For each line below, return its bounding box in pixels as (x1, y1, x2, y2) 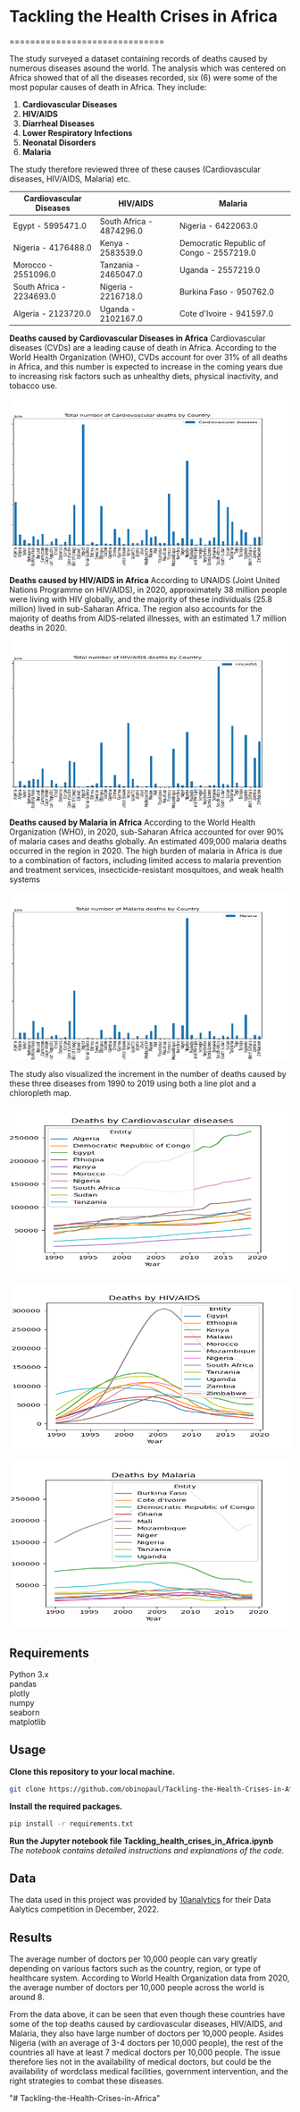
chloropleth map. (9, 1088, 72, 1098)
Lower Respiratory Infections (21, 127, 133, 138)
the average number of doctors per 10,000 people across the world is (9, 1982, 265, 1993)
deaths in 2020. (9, 623, 67, 633)
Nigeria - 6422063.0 (179, 221, 259, 232)
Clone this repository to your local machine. (9, 1766, 176, 1777)
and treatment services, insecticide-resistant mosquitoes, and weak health (9, 865, 284, 876)
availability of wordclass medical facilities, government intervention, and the (9, 2066, 288, 2077)
